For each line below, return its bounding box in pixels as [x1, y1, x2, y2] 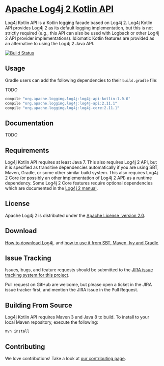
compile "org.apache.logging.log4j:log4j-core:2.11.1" [5, 105, 120, 110]
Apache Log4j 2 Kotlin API [5, 3, 114, 15]
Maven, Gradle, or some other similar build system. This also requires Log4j [5, 170, 158, 175]
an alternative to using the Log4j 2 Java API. [5, 40, 95, 46]
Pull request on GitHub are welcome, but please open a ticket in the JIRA [5, 282, 152, 288]
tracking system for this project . [5, 272, 70, 278]
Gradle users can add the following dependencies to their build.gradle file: [5, 77, 158, 83]
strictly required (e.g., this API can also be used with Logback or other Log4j [5, 30, 160, 36]
